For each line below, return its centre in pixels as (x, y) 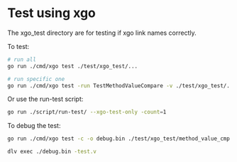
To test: (18, 46)
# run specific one (36, 79)
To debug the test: (34, 126)
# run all (22, 59)
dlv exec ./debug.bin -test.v (52, 152)
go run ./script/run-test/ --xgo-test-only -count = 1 (87, 112)
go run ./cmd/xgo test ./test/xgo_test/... (73, 66)
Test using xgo (51, 13)
